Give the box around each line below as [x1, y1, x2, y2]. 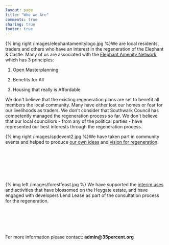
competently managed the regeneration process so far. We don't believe [5, 113, 158, 119]
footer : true [5, 27, 33, 32]
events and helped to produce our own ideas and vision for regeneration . [5, 139, 159, 145]
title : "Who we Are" [5, 12, 50, 17]
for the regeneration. [5, 198, 49, 204]
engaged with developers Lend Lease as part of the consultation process [5, 192, 159, 198]
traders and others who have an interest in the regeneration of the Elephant [5, 46, 164, 52]
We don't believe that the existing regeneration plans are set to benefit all [5, 97, 159, 103]
